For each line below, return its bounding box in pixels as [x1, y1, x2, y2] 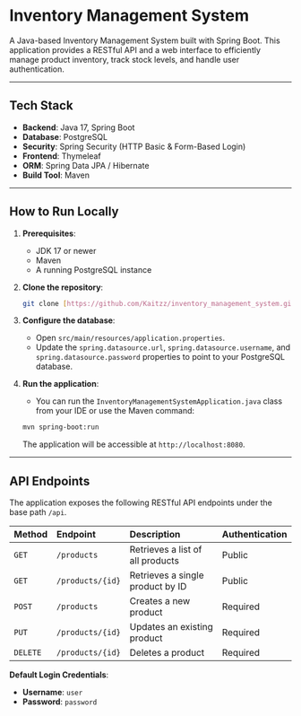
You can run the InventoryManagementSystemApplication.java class [35, 396, 283, 406]
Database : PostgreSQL [21, 131, 108, 142]
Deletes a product [129, 647, 205, 659]
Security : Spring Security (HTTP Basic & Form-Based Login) [21, 141, 246, 152]
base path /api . [9, 507, 67, 518]
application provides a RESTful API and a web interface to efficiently [9, 44, 262, 55]
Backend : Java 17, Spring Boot [21, 122, 135, 133]
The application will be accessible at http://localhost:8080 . [21, 439, 245, 450]
